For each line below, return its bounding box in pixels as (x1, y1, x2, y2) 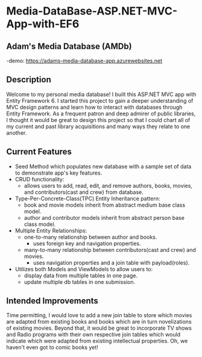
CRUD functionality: (14, 175, 65, 182)
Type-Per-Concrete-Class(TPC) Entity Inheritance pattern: (14, 195, 160, 202)
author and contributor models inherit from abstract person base (24, 214, 185, 221)
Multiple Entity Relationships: (14, 227, 87, 234)
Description (6, 74, 51, 85)
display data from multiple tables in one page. (24, 272, 137, 279)
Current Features (6, 147, 72, 157)
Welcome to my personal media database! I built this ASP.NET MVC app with (6, 91, 197, 98)
